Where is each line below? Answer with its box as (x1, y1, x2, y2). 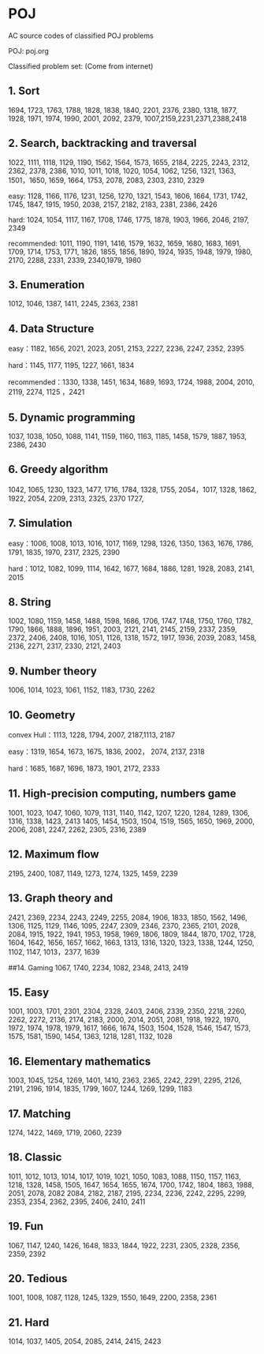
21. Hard (8, 1315, 50, 1329)
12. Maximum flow (8, 848, 100, 861)
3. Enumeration (8, 278, 85, 291)
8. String (8, 595, 51, 609)
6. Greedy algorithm (8, 463, 109, 476)
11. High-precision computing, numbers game (8, 787, 236, 801)
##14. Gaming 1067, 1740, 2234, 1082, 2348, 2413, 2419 (8, 962, 189, 972)
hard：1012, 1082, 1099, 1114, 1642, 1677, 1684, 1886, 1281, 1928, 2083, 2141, (8, 564, 255, 573)
